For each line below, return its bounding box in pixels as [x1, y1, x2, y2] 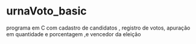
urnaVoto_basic [6, 4, 87, 18]
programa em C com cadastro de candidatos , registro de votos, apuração [6, 24, 191, 31]
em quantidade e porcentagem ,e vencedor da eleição [6, 30, 141, 37]
